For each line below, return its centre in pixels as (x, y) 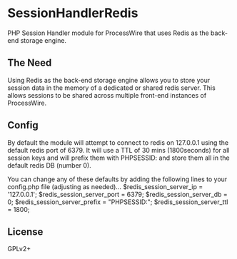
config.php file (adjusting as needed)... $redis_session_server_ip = (105, 186)
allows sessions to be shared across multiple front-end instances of (107, 95)
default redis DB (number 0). (49, 165)
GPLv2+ (19, 249)
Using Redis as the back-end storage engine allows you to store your (109, 80)
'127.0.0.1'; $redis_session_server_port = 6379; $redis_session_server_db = (118, 194)
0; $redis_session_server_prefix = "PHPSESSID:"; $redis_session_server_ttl (118, 202)
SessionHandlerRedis (73, 13)
